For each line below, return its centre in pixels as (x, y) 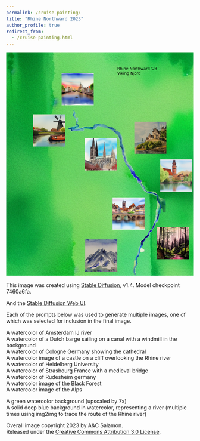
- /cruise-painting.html (42, 38)
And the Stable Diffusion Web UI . (46, 303)
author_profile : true (33, 25)
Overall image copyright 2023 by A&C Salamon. (65, 425)
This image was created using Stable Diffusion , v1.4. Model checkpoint (93, 285)
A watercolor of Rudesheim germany (51, 377)
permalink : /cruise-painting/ (44, 13)
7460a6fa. (19, 291)
